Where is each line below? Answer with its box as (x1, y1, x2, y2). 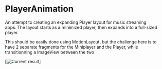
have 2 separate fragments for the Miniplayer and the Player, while (5, 44, 139, 50)
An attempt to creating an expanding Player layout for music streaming (5, 19, 147, 25)
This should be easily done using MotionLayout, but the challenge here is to (5, 39, 157, 44)
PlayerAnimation (5, 3, 74, 14)
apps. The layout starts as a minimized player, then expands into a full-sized (5, 24, 158, 30)
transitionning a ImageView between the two (5, 49, 94, 55)
